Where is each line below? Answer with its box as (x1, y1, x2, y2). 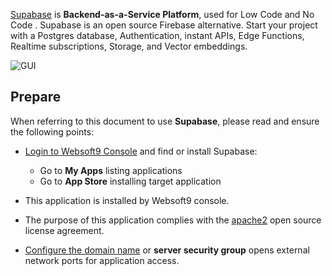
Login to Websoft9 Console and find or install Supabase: (24, 145, 258, 157)
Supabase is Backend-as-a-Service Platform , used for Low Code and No (10, 9, 315, 20)
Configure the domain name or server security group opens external (24, 244, 310, 256)
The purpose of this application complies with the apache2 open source (24, 214, 322, 226)
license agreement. (24, 224, 105, 236)
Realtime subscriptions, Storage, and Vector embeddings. (10, 40, 248, 52)
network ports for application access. (24, 254, 180, 266)
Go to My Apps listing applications (39, 164, 183, 176)
